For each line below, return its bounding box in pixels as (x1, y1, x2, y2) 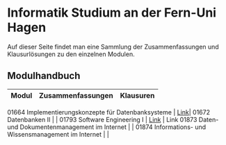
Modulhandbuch (7, 70, 81, 82)
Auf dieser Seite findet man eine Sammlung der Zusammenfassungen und (7, 42, 219, 51)
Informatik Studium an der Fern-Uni (7, 5, 217, 21)
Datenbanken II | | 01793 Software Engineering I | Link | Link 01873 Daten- (7, 115, 219, 123)
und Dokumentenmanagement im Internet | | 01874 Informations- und (7, 123, 207, 131)
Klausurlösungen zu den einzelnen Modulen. (7, 50, 135, 58)
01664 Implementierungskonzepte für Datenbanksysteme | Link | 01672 (7, 108, 211, 116)
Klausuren (120, 90, 155, 100)
